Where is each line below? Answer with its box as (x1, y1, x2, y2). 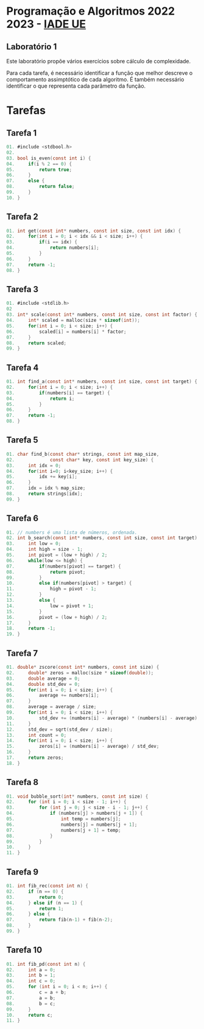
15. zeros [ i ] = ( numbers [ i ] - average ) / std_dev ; (6, 744, 160, 750)
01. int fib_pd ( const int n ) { (6, 961, 86, 967)
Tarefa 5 (6, 435, 38, 445)
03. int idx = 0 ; (6, 462, 62, 469)
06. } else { (6, 911, 51, 917)
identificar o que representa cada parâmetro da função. (6, 82, 146, 89)
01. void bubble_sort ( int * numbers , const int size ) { (6, 793, 149, 800)
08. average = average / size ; (6, 704, 97, 710)
